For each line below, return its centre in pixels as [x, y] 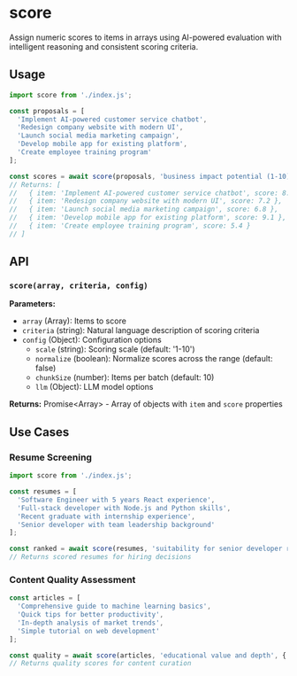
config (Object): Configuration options [91, 340]
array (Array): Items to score [74, 321]
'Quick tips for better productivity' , [91, 615]
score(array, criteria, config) [79, 286]
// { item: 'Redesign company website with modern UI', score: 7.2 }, [146, 201]
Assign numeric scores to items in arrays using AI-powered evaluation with [145, 37]
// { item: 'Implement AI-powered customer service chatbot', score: [144, 193]
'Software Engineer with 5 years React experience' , [116, 500]
